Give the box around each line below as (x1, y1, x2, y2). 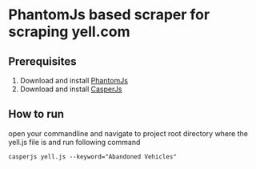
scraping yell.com (8, 22, 130, 41)
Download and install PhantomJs (19, 76, 128, 85)
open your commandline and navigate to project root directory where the (8, 128, 248, 138)
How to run (8, 107, 65, 121)
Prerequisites (8, 54, 77, 68)
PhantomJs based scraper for (8, 6, 210, 24)
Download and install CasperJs (19, 84, 122, 94)
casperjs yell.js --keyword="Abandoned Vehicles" (8, 152, 178, 161)
